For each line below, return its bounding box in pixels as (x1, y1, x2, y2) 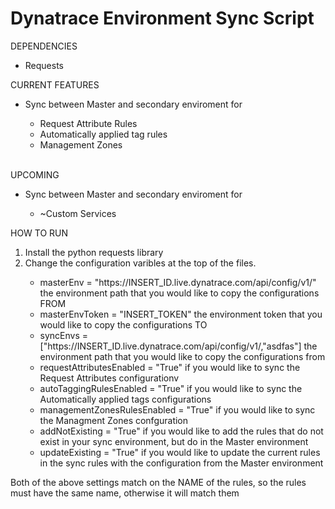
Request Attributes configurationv (39, 372, 180, 384)
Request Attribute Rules (39, 117, 138, 129)
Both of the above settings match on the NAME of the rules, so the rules (10, 476, 307, 488)
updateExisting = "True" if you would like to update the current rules (39, 446, 321, 458)
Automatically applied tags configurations (39, 393, 212, 405)
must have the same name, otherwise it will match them (10, 487, 240, 499)
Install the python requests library (24, 246, 164, 258)
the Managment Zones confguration (39, 414, 189, 426)
